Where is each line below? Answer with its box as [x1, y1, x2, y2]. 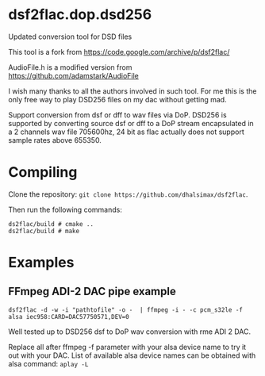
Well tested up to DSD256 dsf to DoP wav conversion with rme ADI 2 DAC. [8, 327, 252, 336]
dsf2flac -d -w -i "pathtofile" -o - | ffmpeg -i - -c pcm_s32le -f [8, 305, 244, 314]
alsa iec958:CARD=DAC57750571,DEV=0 [8, 313, 129, 320]
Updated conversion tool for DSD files [8, 32, 132, 41]
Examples [8, 254, 75, 271]
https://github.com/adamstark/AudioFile [8, 71, 139, 80]
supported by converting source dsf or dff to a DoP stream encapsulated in [8, 118, 254, 128]
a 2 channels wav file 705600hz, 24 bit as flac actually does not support [8, 127, 244, 136]
